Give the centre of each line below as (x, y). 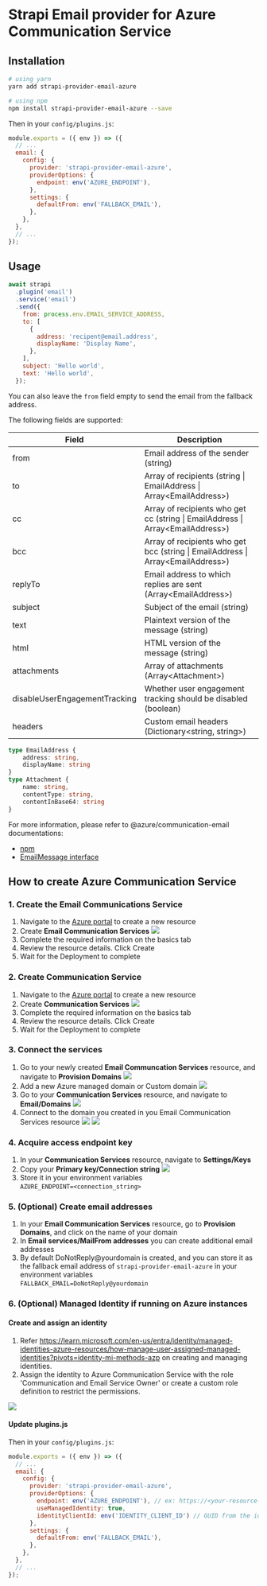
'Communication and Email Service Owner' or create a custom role (129, 1382)
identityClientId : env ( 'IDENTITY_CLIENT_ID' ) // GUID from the (143, 1516)
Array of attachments (184, 666)
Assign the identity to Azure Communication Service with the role (127, 1374)
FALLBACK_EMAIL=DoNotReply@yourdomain (84, 1284)
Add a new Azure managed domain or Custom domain (108, 1086)
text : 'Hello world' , (58, 373)
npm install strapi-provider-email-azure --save (90, 108)
